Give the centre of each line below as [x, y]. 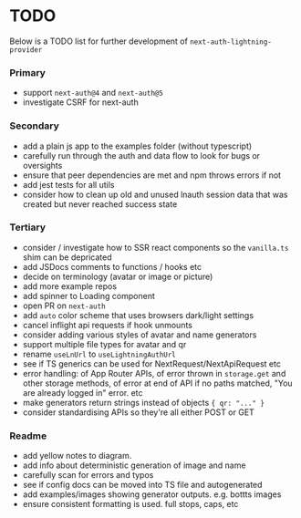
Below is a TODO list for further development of [99, 41]
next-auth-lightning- [231, 42]
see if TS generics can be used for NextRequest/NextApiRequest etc [151, 363]
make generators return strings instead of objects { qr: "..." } [143, 402]
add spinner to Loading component [88, 295]
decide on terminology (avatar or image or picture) [118, 276]
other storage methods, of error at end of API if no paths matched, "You [158, 383]
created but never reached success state [100, 204]
